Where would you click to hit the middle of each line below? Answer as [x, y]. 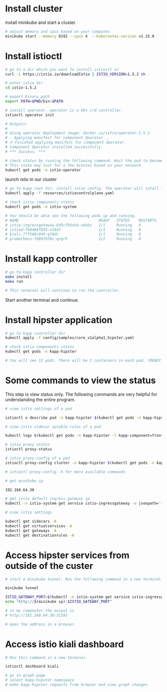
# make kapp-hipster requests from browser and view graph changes [77, 685]
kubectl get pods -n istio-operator [43, 170]
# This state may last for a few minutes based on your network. [74, 165]
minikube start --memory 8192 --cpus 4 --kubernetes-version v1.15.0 [80, 36]
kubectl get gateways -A [31, 531]
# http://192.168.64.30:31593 [37, 615]
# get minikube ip [24, 481]
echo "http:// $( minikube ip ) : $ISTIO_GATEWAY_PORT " [59, 602]
